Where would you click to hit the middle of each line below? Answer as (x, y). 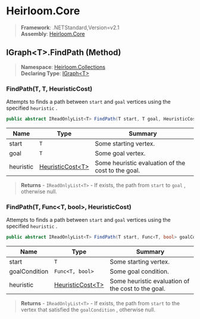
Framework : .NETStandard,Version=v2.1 (70, 27)
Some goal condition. (139, 271)
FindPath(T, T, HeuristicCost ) (49, 89)
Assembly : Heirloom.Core (53, 33)
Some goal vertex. (120, 153)
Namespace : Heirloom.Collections (63, 67)
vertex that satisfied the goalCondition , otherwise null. (88, 310)
